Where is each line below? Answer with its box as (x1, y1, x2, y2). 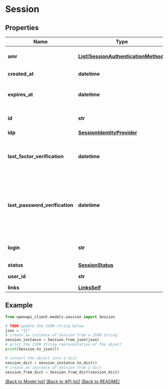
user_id (7, 273, 26, 279)
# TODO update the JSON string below (5, 323, 84, 328)
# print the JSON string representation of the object (5, 342, 122, 347)
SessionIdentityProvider (78, 129, 137, 136)
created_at (7, 70, 34, 77)
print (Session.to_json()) (5, 346, 59, 352)
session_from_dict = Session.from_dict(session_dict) (5, 369, 120, 374)
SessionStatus (78, 261, 114, 268)
